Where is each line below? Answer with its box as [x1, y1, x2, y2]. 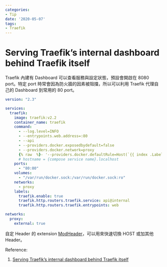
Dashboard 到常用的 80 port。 [14, 87, 77, 93]
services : [5, 106, 26, 111]
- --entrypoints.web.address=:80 [18, 133, 88, 139]
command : [14, 125, 32, 130]
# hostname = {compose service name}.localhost [18, 157, 119, 162]
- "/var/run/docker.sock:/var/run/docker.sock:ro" [18, 175, 126, 180]
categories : [5, 7, 30, 12]
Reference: [5, 247, 28, 253]
